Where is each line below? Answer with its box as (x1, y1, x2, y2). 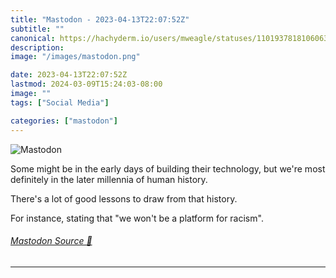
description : (10, 42, 65, 53)
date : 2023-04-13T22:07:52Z (10, 70, 128, 80)
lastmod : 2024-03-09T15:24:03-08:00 (10, 79, 163, 90)
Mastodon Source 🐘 (10, 235, 93, 247)
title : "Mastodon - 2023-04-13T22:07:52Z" (10, 14, 190, 25)
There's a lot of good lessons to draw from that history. (10, 192, 238, 205)
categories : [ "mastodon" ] (10, 116, 118, 126)
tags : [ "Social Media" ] (10, 97, 110, 108)
